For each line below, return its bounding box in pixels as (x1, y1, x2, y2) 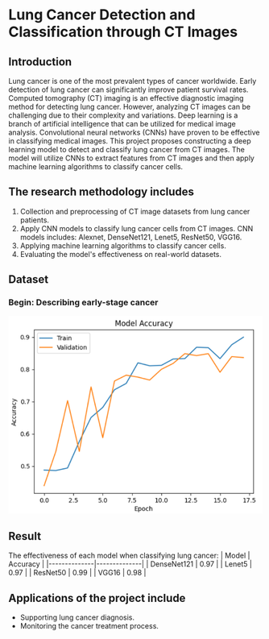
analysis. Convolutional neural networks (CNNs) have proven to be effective (8, 127, 260, 137)
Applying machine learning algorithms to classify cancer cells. (19, 240, 227, 251)
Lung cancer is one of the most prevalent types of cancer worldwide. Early (8, 77, 257, 85)
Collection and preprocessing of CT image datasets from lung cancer (19, 206, 250, 216)
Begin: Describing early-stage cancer (8, 297, 159, 308)
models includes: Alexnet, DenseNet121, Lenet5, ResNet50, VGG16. (19, 232, 242, 242)
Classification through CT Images (8, 23, 238, 41)
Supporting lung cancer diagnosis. (19, 612, 135, 622)
